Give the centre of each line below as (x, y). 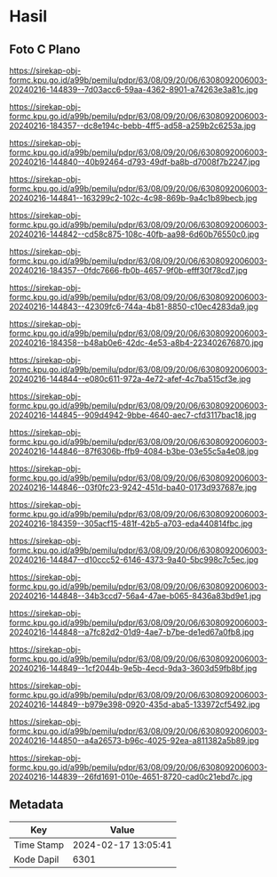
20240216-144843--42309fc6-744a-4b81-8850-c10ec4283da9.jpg (134, 306)
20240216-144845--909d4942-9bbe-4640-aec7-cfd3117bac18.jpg (133, 415)
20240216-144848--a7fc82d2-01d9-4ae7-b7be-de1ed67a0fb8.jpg (132, 632)
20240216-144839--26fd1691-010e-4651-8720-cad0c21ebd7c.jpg (131, 777)
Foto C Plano (45, 49)
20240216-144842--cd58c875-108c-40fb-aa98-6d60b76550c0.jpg (134, 234)
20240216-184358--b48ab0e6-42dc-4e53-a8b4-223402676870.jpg (136, 343)
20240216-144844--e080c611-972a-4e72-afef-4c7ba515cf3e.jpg (130, 379)
